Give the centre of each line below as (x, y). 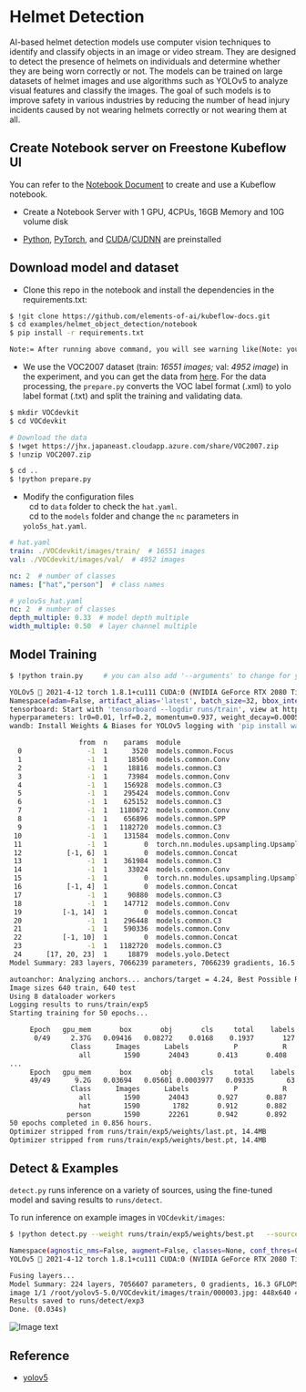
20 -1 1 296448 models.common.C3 (117, 921)
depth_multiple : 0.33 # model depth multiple (99, 618)
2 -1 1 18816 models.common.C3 (120, 768)
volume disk (45, 222)
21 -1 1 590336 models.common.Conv (122, 929)
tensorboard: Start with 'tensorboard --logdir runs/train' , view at (144, 709)
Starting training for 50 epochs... (79, 1014)
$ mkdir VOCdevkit (44, 413)
